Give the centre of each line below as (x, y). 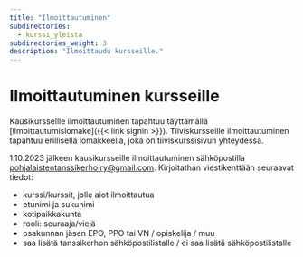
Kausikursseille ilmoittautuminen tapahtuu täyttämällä (109, 121)
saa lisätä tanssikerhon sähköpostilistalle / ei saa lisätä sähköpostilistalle (157, 243)
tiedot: (21, 177)
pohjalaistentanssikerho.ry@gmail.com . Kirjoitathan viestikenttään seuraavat (151, 167)
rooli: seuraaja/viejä (59, 224)
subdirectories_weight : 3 (58, 43)
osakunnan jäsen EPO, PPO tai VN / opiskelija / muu (118, 233)
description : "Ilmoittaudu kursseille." (87, 52)
